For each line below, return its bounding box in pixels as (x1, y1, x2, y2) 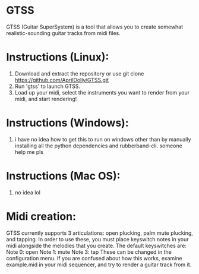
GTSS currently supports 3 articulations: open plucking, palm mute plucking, (6, 229, 193, 237)
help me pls (14, 148, 43, 155)
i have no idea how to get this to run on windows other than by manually (14, 136, 191, 143)
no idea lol (14, 188, 40, 196)
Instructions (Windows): (6, 116, 129, 130)
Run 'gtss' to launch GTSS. (14, 83, 81, 90)
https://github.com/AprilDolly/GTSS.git (14, 76, 109, 83)
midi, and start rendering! (14, 95, 77, 102)
